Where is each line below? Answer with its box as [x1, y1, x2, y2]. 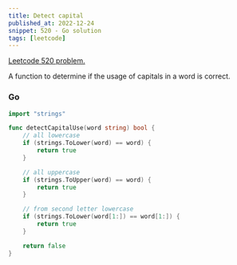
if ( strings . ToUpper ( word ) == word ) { [22, 175, 152, 184]
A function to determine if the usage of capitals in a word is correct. [8, 71, 231, 81]
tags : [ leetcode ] [8, 34, 66, 42]
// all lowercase [22, 131, 81, 140]
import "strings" [8, 110, 66, 118]
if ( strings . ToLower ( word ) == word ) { [22, 139, 152, 147]
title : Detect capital [8, 11, 84, 20]
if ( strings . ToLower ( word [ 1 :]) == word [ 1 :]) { [22, 213, 180, 221]
